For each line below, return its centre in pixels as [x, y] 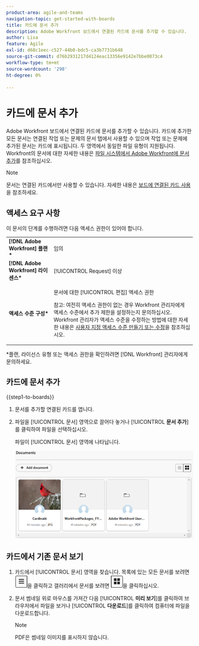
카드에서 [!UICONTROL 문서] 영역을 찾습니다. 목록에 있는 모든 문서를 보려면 [102, 572]
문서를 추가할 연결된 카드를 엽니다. [54, 409]
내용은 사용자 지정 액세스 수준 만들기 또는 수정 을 [115, 327]
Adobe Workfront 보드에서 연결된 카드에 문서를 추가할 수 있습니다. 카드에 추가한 [99, 131]
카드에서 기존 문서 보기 [45, 557]
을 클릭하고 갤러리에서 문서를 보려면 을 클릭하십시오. [93, 586]
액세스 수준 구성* [28, 313]
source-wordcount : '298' [37, 69]
